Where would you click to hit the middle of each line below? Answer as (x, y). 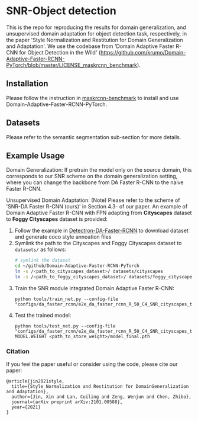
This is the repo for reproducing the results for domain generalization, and (96, 27)
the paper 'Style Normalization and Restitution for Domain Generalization (95, 40)
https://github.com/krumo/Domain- (143, 52)
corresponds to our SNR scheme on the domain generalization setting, (92, 176)
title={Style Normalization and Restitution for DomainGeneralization (100, 387)
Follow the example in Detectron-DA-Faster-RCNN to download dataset (102, 231)
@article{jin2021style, (35, 381)
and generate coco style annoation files (63, 237)
